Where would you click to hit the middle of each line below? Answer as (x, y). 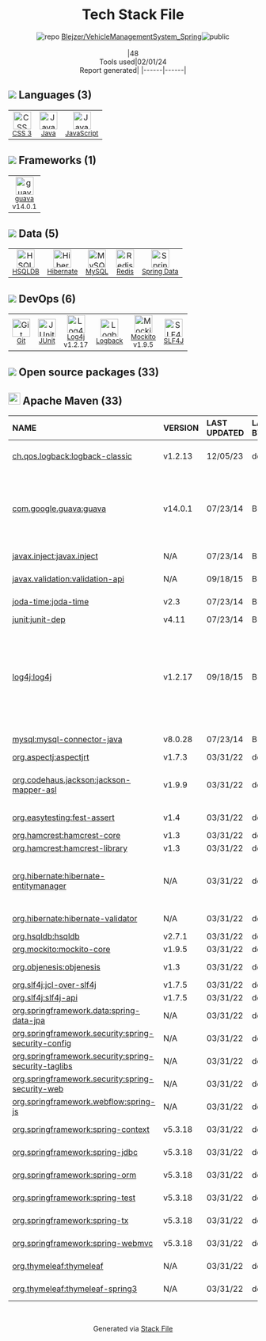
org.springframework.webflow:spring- (84, 1102)
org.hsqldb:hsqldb (46, 936)
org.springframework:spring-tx (70, 1221)
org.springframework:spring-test (74, 1198)
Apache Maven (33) (72, 400)
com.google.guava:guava (59, 509)
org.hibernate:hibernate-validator (75, 919)
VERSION (181, 428)
